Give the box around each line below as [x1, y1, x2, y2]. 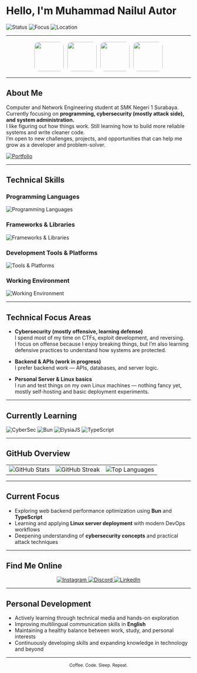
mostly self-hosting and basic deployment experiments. [14, 388, 150, 395]
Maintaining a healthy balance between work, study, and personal [14, 627, 174, 634]
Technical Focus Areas [6, 312, 91, 322]
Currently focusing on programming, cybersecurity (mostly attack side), [6, 110, 185, 117]
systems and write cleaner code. [6, 128, 85, 136]
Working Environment [6, 276, 70, 285]
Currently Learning [6, 411, 77, 421]
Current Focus [6, 492, 60, 502]
